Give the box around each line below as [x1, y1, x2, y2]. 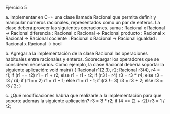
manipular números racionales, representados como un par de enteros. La [5, 20, 160, 25]
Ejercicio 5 [5, 5, 27, 10]
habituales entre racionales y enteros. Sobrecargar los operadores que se [5, 56, 159, 62]
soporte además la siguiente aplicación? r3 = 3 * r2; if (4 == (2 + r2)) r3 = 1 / [5, 98, 165, 104]
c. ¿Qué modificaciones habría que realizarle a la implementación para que [5, 93, 162, 98]
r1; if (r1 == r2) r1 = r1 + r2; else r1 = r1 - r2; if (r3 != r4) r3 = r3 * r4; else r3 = [5, 72, 164, 78]
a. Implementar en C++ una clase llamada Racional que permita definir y [5, 14, 156, 20]
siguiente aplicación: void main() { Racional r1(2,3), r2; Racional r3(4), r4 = [5, 67, 160, 73]
